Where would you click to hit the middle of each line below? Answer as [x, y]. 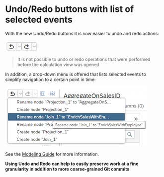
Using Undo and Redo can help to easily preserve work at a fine [72, 164]
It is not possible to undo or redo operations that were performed [84, 59]
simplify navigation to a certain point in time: [50, 79]
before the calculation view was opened [58, 64]
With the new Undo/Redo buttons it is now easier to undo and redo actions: [82, 33]
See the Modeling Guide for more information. [52, 154]
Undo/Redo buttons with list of [70, 9]
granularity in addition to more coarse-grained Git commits [67, 169]
